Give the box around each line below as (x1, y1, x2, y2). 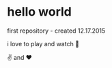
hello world (7, 4, 72, 20)
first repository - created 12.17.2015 (7, 27, 106, 35)
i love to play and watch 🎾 (7, 39, 80, 48)
